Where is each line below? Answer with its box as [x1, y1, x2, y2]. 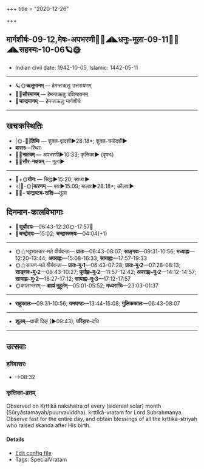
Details [6, 436, 25, 443]
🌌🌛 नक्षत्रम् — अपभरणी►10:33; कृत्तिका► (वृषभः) [15, 151, 114, 158]
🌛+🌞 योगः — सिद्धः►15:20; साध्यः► [15, 176, 90, 183]
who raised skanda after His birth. [6, 422, 91, 429]
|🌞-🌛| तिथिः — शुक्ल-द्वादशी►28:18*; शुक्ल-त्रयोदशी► [15, 137, 127, 145]
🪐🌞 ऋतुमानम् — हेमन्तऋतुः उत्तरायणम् [15, 81, 92, 89]
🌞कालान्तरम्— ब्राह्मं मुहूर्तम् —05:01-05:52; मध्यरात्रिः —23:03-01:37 [15, 282, 159, 289]
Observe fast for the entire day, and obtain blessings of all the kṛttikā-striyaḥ [6, 416, 197, 423]
